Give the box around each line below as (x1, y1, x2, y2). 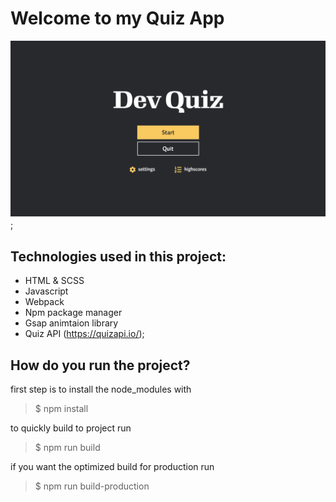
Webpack (24, 296, 65, 308)
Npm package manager (24, 307, 123, 319)
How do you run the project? (10, 357, 191, 374)
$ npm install (34, 403, 89, 415)
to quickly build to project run (10, 422, 132, 434)
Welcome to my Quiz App (10, 7, 225, 30)
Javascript (24, 285, 69, 297)
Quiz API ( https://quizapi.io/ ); (24, 328, 145, 340)
